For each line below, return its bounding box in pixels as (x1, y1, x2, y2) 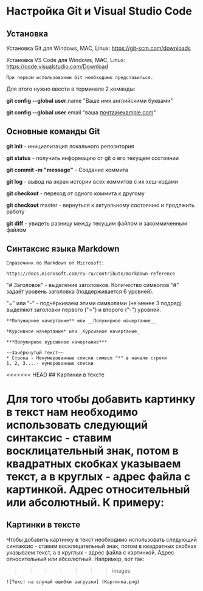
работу (6, 208, 25, 215)
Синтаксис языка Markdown (6, 244, 120, 254)
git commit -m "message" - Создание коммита (6, 166, 129, 173)
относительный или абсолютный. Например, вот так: (6, 555, 145, 562)
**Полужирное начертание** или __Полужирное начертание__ (6, 317, 156, 323)
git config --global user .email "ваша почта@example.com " (6, 109, 156, 116)
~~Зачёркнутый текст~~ (6, 350, 64, 356)
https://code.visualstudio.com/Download (6, 63, 108, 70)
